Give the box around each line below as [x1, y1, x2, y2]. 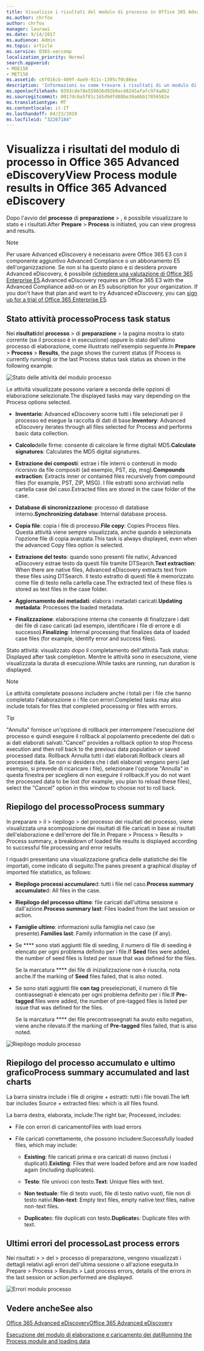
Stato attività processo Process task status [6, 314, 171, 324]
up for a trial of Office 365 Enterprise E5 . [6, 296, 108, 303]
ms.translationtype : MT [6, 99, 67, 105]
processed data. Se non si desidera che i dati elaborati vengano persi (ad [6, 758, 189, 765]
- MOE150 [6, 65, 29, 72]
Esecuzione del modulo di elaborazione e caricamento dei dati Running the [6, 1331, 192, 1338]
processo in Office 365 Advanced [6, 156, 180, 169]
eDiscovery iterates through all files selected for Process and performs [15, 423, 192, 430]
